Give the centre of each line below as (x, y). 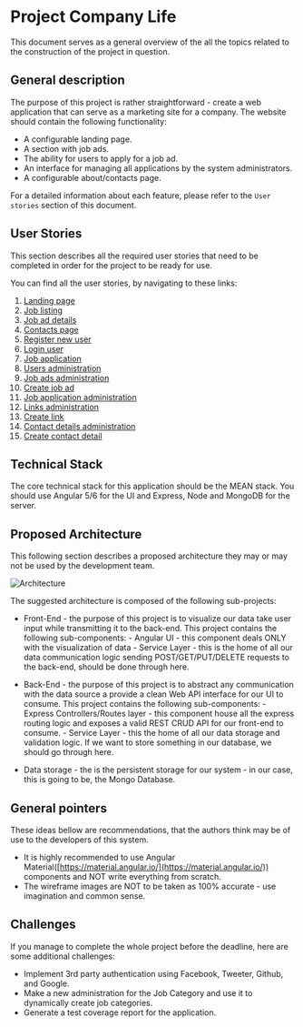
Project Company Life (93, 17)
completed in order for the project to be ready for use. (111, 265)
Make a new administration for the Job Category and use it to (138, 992)
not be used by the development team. (83, 566)
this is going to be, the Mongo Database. (99, 780)
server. (24, 506)
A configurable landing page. (78, 139)
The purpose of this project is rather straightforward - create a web (136, 102)
